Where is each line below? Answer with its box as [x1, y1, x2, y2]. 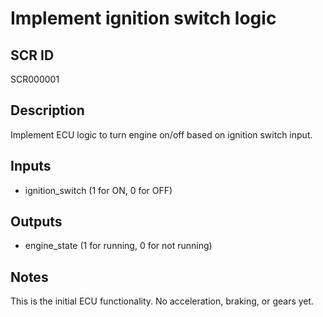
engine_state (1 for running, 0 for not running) [24, 240, 213, 252]
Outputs [10, 213, 63, 231]
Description [10, 102, 85, 119]
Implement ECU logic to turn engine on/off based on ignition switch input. [10, 128, 313, 141]
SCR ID [10, 47, 55, 64]
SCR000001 [10, 73, 60, 85]
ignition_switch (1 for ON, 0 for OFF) [24, 184, 173, 196]
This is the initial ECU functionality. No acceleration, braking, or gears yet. [10, 295, 315, 307]
